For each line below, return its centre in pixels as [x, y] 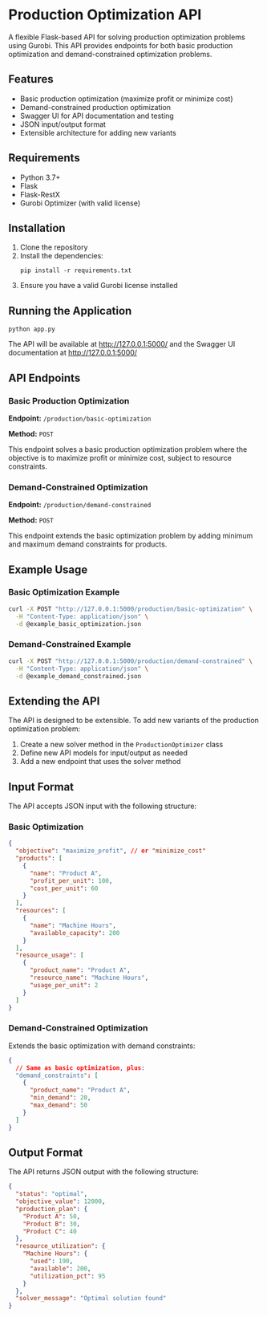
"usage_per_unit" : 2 [64, 985]
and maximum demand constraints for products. [88, 544]
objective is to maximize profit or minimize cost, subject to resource [120, 457]
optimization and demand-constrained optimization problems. [110, 54]
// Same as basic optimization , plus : [81, 1068]
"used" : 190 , [51, 1262]
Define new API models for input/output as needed [104, 753]
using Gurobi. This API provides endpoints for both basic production [121, 45]
